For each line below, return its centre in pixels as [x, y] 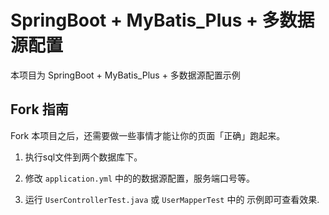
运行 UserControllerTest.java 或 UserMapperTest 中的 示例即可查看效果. [172, 199]
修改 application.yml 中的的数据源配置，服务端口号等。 [140, 178]
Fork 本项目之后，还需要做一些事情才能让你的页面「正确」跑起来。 [148, 135]
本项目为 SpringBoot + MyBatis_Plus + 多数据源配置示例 [125, 75]
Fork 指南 [39, 109]
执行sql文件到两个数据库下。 [83, 157]
